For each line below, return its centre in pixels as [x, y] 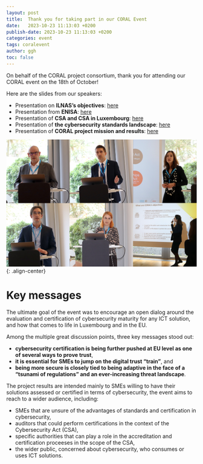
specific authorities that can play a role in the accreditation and [93, 436]
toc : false [20, 57]
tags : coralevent [28, 45]
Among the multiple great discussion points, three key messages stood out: [100, 336]
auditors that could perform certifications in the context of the [92, 423]
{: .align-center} [26, 271]
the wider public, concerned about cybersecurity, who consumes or [99, 449]
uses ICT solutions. [39, 455]
